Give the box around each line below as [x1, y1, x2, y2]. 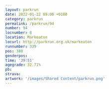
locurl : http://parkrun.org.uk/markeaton [5, 40, 92, 44]
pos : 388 [5, 48, 23, 53]
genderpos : [5, 53, 28, 58]
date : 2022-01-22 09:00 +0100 [5, 12, 68, 17]
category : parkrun [5, 16, 43, 21]
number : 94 [5, 26, 28, 31]
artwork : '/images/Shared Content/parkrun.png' [5, 76, 106, 81]
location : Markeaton [5, 35, 48, 40]
